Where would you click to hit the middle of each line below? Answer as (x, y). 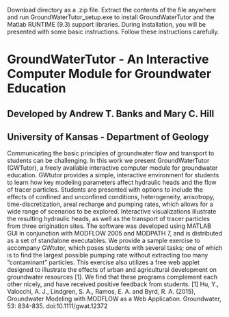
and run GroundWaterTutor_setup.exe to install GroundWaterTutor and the (111, 17)
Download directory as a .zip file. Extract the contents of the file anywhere (112, 10)
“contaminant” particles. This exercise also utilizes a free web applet (104, 262)
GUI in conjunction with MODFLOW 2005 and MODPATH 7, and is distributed (115, 233)
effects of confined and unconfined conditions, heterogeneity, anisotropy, (111, 197)
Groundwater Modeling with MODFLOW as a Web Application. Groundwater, (114, 299)
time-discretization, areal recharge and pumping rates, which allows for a (110, 204)
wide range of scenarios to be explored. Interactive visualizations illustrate (112, 212)
